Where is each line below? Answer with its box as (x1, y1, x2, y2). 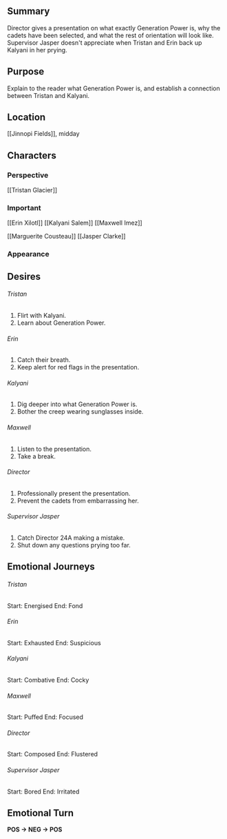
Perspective (7, 170, 49, 180)
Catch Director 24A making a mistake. (17, 534, 125, 542)
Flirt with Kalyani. (17, 311, 67, 319)
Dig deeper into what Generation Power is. (17, 400, 138, 409)
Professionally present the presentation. (17, 489, 131, 497)
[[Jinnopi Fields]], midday (7, 130, 80, 138)
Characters (7, 150, 56, 161)
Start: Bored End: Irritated (7, 787, 80, 796)
